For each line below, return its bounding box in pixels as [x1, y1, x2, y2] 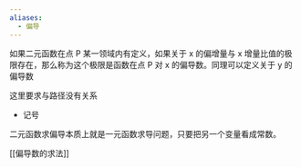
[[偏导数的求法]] [9, 147, 70, 159]
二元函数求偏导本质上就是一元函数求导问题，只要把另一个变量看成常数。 [9, 128, 281, 139]
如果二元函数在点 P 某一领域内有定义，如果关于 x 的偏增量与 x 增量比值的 [9, 47, 285, 59]
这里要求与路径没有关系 [9, 90, 98, 101]
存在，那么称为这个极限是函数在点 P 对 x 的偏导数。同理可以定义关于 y [16, 59, 283, 70]
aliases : [9, 13, 43, 23]
